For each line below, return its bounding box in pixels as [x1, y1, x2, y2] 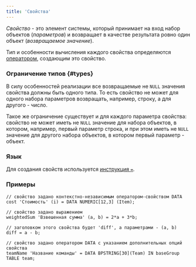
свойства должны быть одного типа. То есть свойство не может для [6, 89, 179, 96]
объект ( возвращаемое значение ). [6, 37, 94, 44]
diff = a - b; [6, 229, 41, 235]
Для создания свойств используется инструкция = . [6, 165, 135, 173]
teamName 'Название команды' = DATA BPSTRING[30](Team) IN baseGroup [6, 250, 180, 256]
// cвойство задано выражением [6, 209, 83, 215]
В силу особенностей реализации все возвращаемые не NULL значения [6, 83, 185, 90]
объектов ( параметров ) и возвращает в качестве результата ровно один [6, 31, 191, 38]
